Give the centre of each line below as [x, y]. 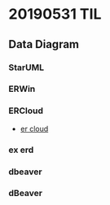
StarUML [26, 68]
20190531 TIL [55, 14]
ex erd [21, 150]
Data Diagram [44, 44]
